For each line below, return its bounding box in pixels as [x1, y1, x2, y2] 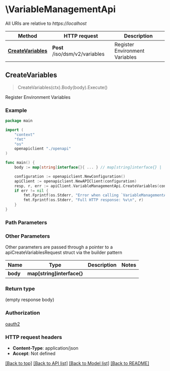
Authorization [5, 309, 40, 316]
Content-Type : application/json [12, 345, 78, 351]
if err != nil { [14, 188, 49, 193]
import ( [5, 127, 24, 132]
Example [5, 106, 27, 114]
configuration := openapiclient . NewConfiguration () [14, 174, 125, 179]
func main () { [5, 160, 35, 165]
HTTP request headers [5, 333, 62, 341]
